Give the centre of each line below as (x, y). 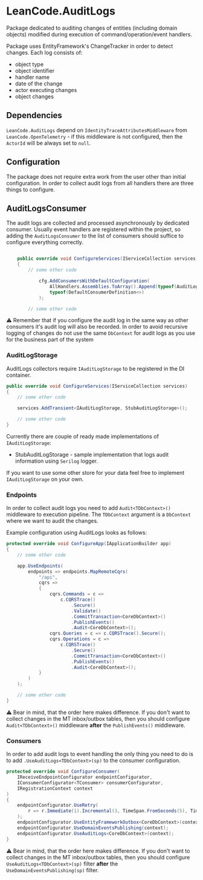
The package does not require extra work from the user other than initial (96, 176)
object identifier (35, 70)
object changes (34, 96)
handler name (32, 77)
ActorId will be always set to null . (49, 143)
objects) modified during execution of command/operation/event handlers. (99, 34)
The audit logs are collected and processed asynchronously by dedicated (98, 223)
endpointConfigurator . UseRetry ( (58, 806)
